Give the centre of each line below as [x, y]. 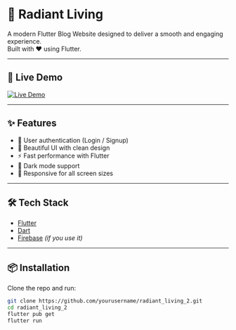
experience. [25, 41]
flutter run [25, 321]
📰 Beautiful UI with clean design [64, 148]
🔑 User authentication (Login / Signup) [73, 140]
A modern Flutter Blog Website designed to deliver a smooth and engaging [115, 34]
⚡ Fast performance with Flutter [63, 156]
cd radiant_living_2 [38, 308]
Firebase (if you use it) [50, 238]
